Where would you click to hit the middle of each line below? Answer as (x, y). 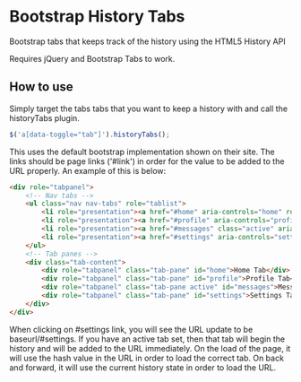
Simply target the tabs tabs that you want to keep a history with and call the (149, 109)
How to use (41, 87)
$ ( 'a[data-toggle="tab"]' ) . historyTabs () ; (90, 135)
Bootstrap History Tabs (97, 17)
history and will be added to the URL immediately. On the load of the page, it (150, 348)
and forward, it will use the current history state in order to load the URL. (143, 367)
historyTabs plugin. (45, 117)
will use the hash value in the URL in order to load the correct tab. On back (147, 358)
